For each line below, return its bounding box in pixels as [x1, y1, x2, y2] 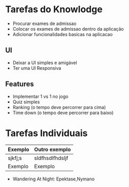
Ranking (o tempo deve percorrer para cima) [12, 104, 106, 110]
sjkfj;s [8, 154, 22, 162]
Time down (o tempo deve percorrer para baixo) [12, 110, 114, 116]
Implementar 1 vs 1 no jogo [12, 93, 69, 99]
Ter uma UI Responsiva [12, 65, 61, 71]
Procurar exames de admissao [12, 20, 77, 26]
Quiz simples [12, 98, 40, 105]
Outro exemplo [34, 146, 71, 153]
